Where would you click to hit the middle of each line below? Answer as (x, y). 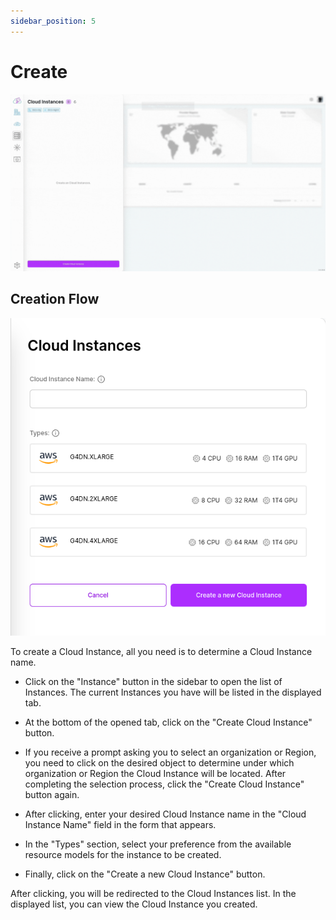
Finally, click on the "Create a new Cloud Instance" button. (145, 874)
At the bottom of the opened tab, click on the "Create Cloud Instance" (168, 722)
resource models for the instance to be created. (123, 855)
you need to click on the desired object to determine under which (159, 763)
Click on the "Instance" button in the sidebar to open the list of (153, 682)
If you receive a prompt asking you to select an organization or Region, (170, 752)
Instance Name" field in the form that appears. (120, 825)
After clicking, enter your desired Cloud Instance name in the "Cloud (165, 814)
